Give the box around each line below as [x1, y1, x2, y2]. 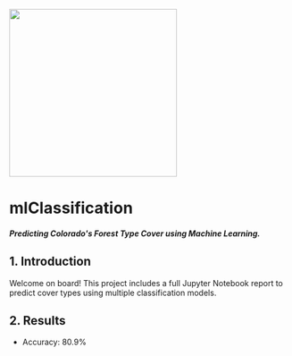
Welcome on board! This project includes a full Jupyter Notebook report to [9, 277, 284, 288]
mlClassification [9, 198, 134, 218]
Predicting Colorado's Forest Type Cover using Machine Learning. [9, 228, 261, 239]
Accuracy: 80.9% [21, 336, 87, 348]
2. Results [9, 313, 66, 328]
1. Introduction [9, 254, 91, 269]
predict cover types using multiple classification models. [9, 287, 217, 298]
